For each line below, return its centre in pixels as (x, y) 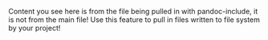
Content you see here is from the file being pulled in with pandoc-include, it (133, 11)
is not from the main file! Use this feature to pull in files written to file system (134, 20)
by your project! (35, 28)
